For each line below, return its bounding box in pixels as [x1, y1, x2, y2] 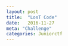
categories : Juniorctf [6, 31, 63, 37]
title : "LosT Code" [6, 14, 58, 20]
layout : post [6, 8, 39, 15]
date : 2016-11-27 [6, 20, 55, 26]
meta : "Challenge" [6, 25, 52, 32]
